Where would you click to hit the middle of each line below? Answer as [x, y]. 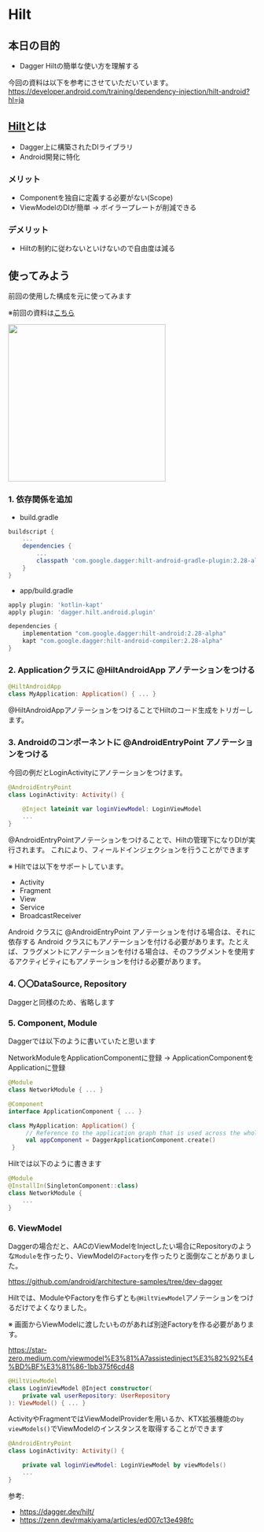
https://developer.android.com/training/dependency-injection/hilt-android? [129, 91]
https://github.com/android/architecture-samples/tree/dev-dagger [115, 1281]
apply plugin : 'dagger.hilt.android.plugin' [82, 612]
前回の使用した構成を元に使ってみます [70, 296]
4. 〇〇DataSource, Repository [68, 984]
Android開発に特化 [49, 157]
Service [32, 907]
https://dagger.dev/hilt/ [57, 1512]
